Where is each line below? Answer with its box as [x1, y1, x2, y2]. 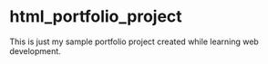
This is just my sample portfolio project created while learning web [9, 36, 260, 47]
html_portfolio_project [9, 6, 182, 27]
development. [9, 45, 61, 56]
